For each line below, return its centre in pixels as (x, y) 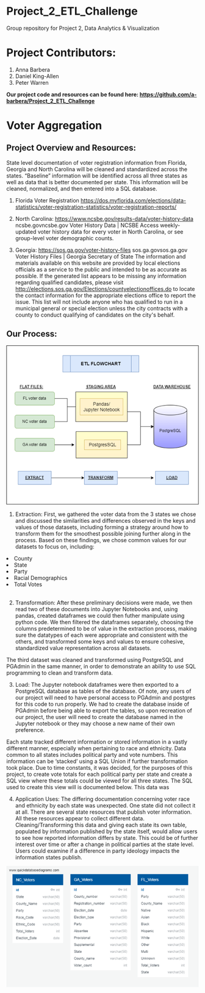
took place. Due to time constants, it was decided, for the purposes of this (99, 767)
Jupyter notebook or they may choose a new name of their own (95, 723)
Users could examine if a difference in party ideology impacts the (97, 851)
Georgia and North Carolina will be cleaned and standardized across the (97, 169)
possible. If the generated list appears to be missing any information (101, 276)
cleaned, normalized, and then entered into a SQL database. (82, 188)
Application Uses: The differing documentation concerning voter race (103, 799)
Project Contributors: (61, 53)
